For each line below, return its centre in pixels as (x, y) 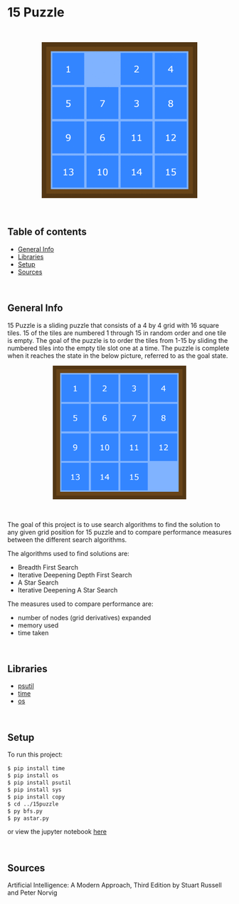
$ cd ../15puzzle (33, 804)
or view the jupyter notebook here (57, 832)
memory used (38, 625)
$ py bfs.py (25, 811)
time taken (33, 632)
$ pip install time (36, 769)
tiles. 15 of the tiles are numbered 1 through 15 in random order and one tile (117, 333)
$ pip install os (33, 776)
